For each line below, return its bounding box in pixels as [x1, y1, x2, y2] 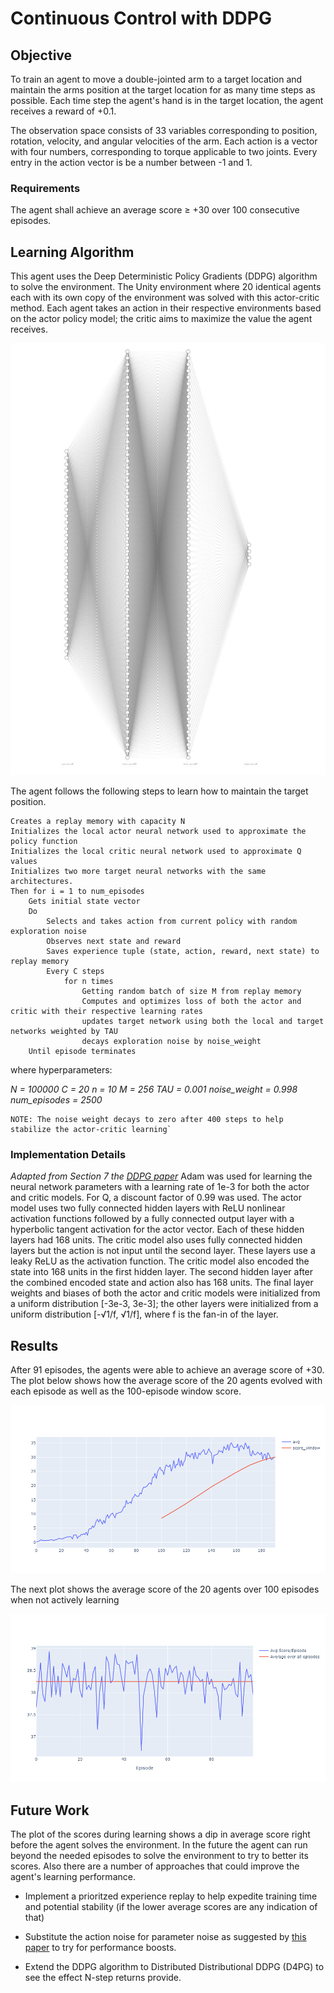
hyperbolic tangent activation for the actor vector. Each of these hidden [10, 1223, 305, 1236]
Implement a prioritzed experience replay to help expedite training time [24, 1890, 318, 1902]
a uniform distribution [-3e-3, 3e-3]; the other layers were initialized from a [10, 1298, 319, 1310]
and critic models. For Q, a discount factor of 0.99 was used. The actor [10, 1192, 302, 1204]
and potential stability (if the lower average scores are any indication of [24, 1901, 318, 1913]
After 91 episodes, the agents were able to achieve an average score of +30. [10, 1364, 325, 1376]
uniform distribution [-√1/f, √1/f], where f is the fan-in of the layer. [10, 1308, 279, 1321]
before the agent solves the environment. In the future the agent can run [10, 1839, 308, 1851]
